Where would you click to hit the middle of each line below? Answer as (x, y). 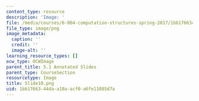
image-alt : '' (29, 50)
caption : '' (26, 39)
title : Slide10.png (30, 84)
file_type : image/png (33, 28)
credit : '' (25, 45)
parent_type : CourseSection (41, 72)
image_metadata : (26, 34)
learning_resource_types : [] (42, 56)
